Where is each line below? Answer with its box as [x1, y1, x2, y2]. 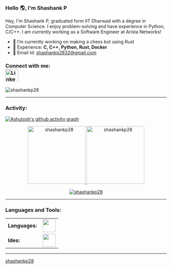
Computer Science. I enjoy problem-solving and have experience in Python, [5, 24, 165, 30]
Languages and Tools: [5, 206, 61, 213]
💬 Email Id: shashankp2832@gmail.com [12, 50, 97, 56]
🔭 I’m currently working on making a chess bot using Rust [12, 39, 135, 45]
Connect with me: [5, 62, 51, 70]
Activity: [5, 104, 27, 111]
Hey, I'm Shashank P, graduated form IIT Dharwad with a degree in [5, 18, 146, 24]
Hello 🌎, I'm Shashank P [5, 4, 68, 11]
